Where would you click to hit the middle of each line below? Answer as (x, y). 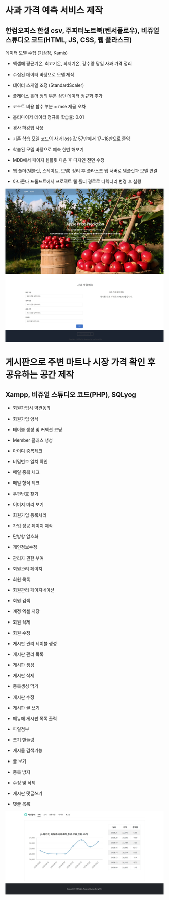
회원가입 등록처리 (29, 515)
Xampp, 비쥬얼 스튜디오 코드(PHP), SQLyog (71, 395)
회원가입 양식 (25, 419)
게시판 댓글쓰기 (27, 793)
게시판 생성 (23, 665)
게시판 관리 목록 (28, 654)
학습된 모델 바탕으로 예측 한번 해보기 (48, 149)
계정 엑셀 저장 (26, 611)
